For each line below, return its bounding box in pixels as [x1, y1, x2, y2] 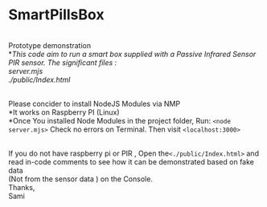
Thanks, [8, 182, 35, 192]
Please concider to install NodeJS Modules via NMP [8, 99, 181, 108]
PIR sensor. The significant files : [8, 58, 117, 67]
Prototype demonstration [8, 40, 92, 50]
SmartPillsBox [8, 6, 105, 24]
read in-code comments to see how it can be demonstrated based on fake [8, 156, 255, 166]
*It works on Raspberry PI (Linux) [8, 107, 120, 117]
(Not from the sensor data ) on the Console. [8, 174, 153, 184]
